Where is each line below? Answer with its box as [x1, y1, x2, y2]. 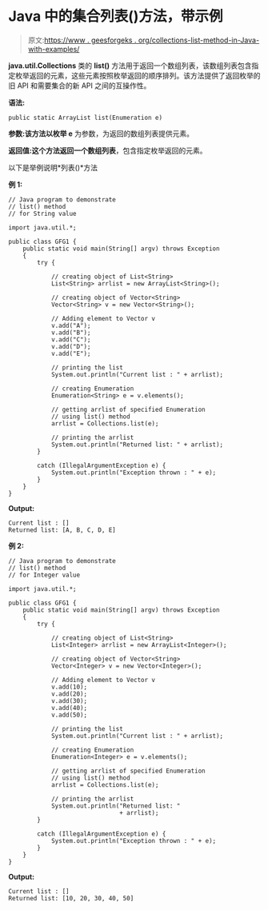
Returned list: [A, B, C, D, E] [8, 525, 116, 534]
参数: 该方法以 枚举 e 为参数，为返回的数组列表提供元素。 [8, 129, 194, 138]
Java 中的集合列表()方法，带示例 [8, 7, 223, 26]
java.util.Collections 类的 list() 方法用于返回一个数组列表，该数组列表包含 [8, 61, 252, 70]
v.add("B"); [50, 329, 91, 337]
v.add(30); [50, 696, 88, 704]
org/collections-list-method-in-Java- [138, 35, 260, 45]
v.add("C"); [50, 335, 91, 344]
